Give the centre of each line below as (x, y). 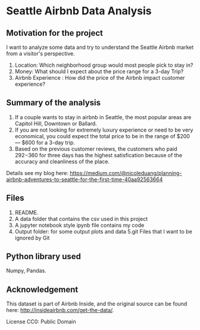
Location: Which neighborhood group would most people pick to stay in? (104, 65)
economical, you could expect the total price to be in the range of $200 (102, 136)
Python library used (44, 256)
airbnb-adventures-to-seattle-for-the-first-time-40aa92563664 (85, 179)
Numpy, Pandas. (26, 271)
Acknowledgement (42, 289)
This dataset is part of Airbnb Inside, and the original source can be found (97, 304)
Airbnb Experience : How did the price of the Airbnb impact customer (100, 78)
